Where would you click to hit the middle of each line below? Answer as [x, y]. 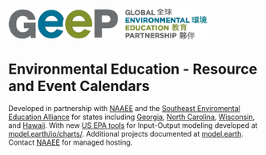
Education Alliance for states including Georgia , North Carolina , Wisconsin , [132, 117]
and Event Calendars [79, 86]
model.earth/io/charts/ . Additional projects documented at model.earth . [126, 133]
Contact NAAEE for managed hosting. [71, 142]
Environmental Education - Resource [133, 69]
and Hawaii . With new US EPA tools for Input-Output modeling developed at [133, 125]
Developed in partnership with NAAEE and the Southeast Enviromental [124, 108]
